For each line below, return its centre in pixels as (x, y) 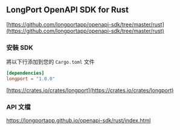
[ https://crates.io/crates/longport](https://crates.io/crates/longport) (90, 90)
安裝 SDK (20, 48)
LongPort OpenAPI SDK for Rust (67, 10)
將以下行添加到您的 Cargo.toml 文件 (50, 62)
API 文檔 (18, 107)
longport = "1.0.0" (31, 79)
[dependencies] (25, 73)
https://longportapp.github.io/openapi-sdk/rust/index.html (79, 120)
